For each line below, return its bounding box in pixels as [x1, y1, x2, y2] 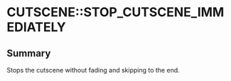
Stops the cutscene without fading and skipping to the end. [6, 66, 181, 74]
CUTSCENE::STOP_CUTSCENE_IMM [6, 4, 225, 20]
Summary [6, 47, 51, 59]
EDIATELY [6, 19, 67, 35]
